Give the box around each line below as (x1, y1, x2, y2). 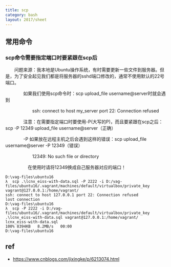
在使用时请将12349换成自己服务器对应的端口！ (27, 164, 126, 170)
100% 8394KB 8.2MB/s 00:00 (5, 224, 72, 229)
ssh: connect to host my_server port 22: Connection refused (32, 108, 159, 114)
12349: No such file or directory (32, 154, 99, 160)
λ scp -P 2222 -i (5, 206, 45, 211)
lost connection (5, 197, 40, 202)
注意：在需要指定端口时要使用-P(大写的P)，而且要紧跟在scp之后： (23, 119, 163, 125)
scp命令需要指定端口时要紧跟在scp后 (5, 54, 98, 61)
